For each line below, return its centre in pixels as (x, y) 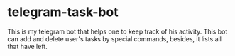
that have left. (27, 46)
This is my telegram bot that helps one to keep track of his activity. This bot (117, 31)
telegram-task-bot (63, 12)
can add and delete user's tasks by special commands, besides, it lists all (115, 38)
